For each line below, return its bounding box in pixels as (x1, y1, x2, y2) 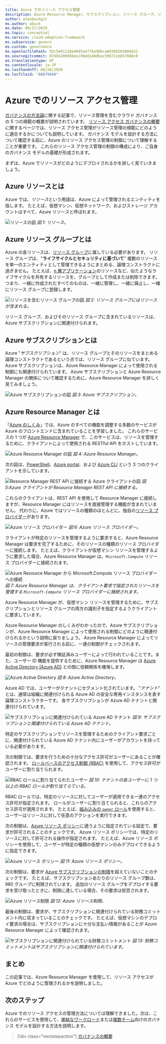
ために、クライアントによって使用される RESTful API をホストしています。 (9, 441, 161, 447)
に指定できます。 (5, 848, 40, 854)
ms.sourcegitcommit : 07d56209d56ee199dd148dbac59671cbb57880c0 (5, 53, 138, 59)
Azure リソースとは (5, 182, 65, 191)
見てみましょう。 (5, 381, 40, 387)
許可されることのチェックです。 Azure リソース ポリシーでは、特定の (13, 829, 154, 835)
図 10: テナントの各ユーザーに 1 (88, 777, 152, 783)
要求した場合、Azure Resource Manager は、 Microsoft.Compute (13, 553, 144, 559)
